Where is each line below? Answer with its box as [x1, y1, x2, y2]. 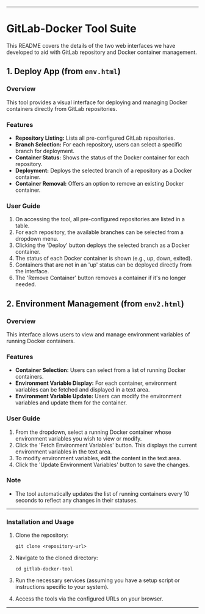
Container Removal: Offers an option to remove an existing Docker [15, 180, 184, 187]
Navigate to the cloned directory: [15, 554, 99, 561]
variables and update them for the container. [15, 399, 128, 406]
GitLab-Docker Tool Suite [6, 22, 137, 36]
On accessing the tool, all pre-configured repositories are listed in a [15, 216, 185, 223]
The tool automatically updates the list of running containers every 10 [15, 490, 190, 497]
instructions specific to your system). [15, 583, 109, 591]
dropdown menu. [15, 235, 59, 243]
